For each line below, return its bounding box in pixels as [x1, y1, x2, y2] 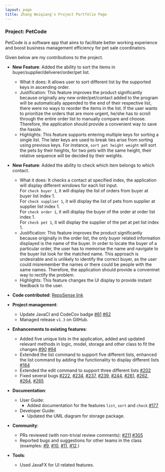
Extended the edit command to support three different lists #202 [19, 367, 151, 373]
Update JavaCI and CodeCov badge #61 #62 [19, 311, 111, 317]
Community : [12, 422, 39, 428]
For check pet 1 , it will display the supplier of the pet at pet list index [19, 219, 159, 225]
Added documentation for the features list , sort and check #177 [27, 402, 159, 408]
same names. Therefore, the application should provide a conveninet [19, 266, 160, 273]
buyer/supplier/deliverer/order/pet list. [12, 69, 90, 75]
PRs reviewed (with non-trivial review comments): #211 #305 [19, 432, 143, 438]
